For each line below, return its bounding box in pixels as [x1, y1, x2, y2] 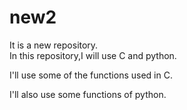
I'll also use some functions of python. [9, 88, 167, 100]
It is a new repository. [9, 39, 99, 51]
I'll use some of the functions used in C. [9, 69, 173, 81]
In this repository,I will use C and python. [9, 49, 177, 61]
